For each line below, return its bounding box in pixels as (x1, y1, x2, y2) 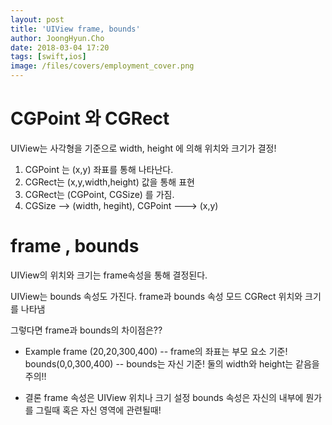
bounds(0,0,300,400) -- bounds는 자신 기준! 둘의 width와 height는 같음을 (24, 357, 320, 370)
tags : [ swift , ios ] (10, 52, 87, 62)
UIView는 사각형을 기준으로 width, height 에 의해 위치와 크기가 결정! (10, 142, 277, 154)
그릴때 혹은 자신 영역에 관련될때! (35, 404, 162, 416)
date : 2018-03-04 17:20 (10, 42, 110, 53)
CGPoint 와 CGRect (10, 107, 170, 130)
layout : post (10, 14, 65, 25)
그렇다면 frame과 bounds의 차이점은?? (10, 324, 163, 336)
